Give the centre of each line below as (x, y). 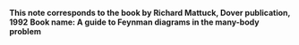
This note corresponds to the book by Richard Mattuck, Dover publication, (150, 13)
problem (26, 31)
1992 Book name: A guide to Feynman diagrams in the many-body (134, 22)
